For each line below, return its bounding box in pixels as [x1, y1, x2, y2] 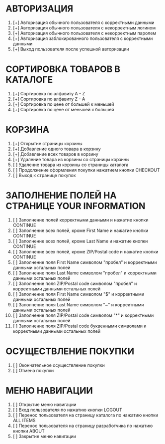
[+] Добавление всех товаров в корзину [12, 151, 98, 157]
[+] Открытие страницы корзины [12, 140, 82, 146]
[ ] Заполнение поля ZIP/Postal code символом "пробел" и [12, 280, 137, 286]
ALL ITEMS [12, 417, 36, 423]
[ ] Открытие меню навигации [12, 401, 77, 407]
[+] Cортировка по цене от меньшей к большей [12, 106, 114, 112]
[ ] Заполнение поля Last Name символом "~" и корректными [12, 301, 144, 307]
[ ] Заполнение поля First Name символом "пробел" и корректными [12, 259, 157, 265]
